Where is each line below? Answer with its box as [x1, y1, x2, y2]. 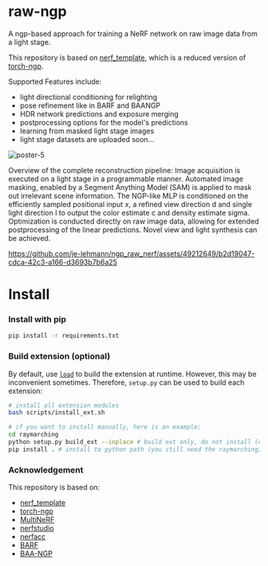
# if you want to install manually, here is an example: [8, 423, 202, 431]
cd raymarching [8, 430, 59, 439]
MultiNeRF [19, 515, 55, 524]
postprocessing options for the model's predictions [19, 117, 189, 127]
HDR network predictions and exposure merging [19, 109, 179, 118]
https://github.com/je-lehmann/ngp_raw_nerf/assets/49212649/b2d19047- [8, 248, 255, 258]
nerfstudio [19, 524, 54, 533]
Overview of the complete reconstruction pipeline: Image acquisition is [8, 165, 241, 175]
